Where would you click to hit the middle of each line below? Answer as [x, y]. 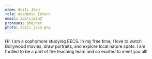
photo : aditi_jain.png [28, 28]
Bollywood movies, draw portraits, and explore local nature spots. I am [75, 46]
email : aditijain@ [23, 18]
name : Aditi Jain [23, 9]
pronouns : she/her [23, 23]
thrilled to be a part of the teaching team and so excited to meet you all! [76, 52]
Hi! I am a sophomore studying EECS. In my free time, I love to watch [73, 41]
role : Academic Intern [28, 14]
